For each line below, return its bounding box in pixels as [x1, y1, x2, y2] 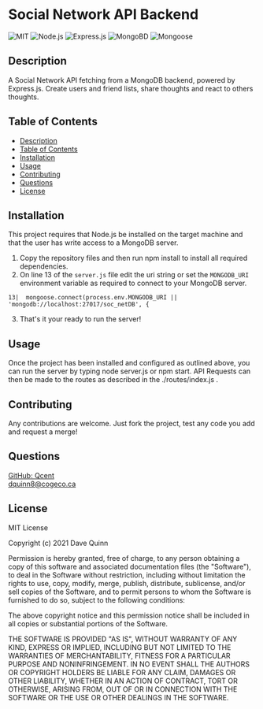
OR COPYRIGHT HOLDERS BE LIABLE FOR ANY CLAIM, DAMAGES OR [8, 667, 236, 677]
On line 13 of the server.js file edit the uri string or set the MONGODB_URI [19, 270, 250, 280]
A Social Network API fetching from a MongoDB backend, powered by [8, 75, 235, 84]
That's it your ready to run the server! [19, 314, 142, 324]
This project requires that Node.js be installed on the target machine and [8, 230, 243, 239]
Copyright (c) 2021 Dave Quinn [8, 538, 109, 548]
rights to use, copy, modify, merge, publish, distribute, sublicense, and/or [8, 578, 246, 588]
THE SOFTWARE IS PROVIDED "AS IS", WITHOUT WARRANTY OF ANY [8, 634, 238, 644]
